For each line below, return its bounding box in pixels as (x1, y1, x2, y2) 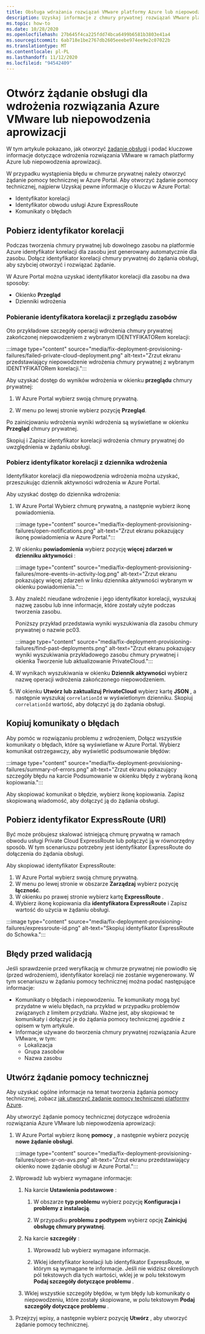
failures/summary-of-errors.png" (6, 766, 90, 773)
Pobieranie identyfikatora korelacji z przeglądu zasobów (6, 313, 178, 321)
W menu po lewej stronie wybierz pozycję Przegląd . (15, 406, 147, 414)
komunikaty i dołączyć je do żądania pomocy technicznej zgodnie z (15, 1016, 185, 1023)
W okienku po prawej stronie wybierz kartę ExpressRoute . (15, 893, 164, 900)
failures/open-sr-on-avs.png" (15, 1156, 90, 1164)
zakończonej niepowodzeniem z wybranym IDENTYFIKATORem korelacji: (6, 333, 190, 340)
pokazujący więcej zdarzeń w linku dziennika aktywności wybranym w (15, 576, 193, 584)
